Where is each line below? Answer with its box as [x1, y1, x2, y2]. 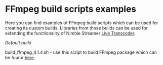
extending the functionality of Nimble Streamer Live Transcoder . [5, 30, 136, 36]
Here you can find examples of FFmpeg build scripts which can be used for [5, 20, 159, 26]
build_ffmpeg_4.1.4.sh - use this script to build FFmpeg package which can [5, 49, 157, 55]
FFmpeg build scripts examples [5, 3, 137, 15]
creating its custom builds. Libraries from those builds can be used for [5, 25, 148, 31]
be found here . [5, 54, 36, 60]
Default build [5, 39, 32, 45]
